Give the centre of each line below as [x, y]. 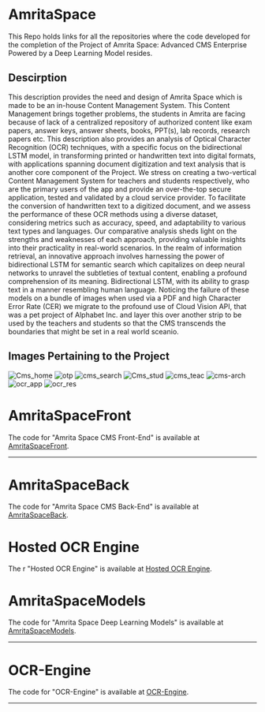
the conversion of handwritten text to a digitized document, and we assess [129, 206]
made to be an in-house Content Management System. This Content [119, 105]
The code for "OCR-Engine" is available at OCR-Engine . [99, 692]
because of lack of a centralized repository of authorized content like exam [130, 122]
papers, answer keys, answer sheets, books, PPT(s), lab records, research [129, 130]
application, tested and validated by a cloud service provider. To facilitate [127, 197]
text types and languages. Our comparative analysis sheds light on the [123, 231]
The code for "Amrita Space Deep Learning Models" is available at [116, 623]
